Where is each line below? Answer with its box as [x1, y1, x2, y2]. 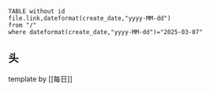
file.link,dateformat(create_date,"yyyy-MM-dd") [8, 14, 171, 22]
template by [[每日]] [8, 74, 73, 83]
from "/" [8, 21, 37, 29]
